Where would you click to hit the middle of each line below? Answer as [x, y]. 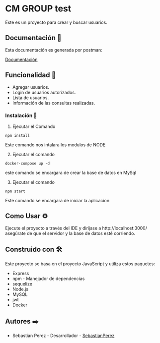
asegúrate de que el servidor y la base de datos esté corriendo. [70, 233]
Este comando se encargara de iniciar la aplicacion [57, 200]
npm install [17, 135]
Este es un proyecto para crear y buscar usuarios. [56, 22]
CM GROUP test [38, 9]
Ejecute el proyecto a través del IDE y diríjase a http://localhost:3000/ [76, 228]
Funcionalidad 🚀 [31, 75]
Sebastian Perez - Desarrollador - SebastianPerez [63, 336]
